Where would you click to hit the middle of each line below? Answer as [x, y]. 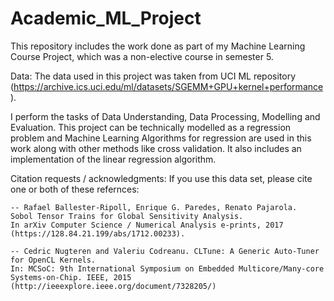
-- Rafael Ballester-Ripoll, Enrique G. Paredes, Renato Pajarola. [154, 207]
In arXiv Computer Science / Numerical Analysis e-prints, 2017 [147, 225]
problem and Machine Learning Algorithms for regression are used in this [161, 138]
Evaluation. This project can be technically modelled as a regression [151, 127]
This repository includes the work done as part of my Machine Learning [158, 46]
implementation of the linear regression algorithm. [113, 159]
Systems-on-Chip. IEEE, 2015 [71, 277]
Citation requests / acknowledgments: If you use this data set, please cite [161, 178]
